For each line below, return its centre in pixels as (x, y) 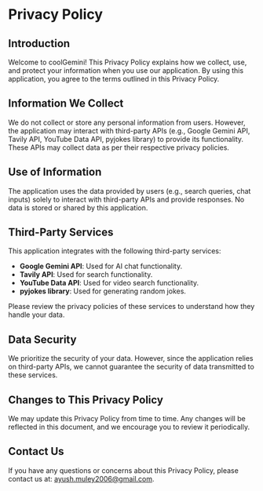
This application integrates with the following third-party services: (115, 251)
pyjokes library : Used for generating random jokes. (103, 291)
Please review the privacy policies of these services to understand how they (131, 307)
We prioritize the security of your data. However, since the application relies (131, 358)
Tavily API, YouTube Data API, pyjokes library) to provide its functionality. (126, 139)
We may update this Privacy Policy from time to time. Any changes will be (127, 419)
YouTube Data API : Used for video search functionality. (109, 283)
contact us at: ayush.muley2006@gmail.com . (81, 478)
